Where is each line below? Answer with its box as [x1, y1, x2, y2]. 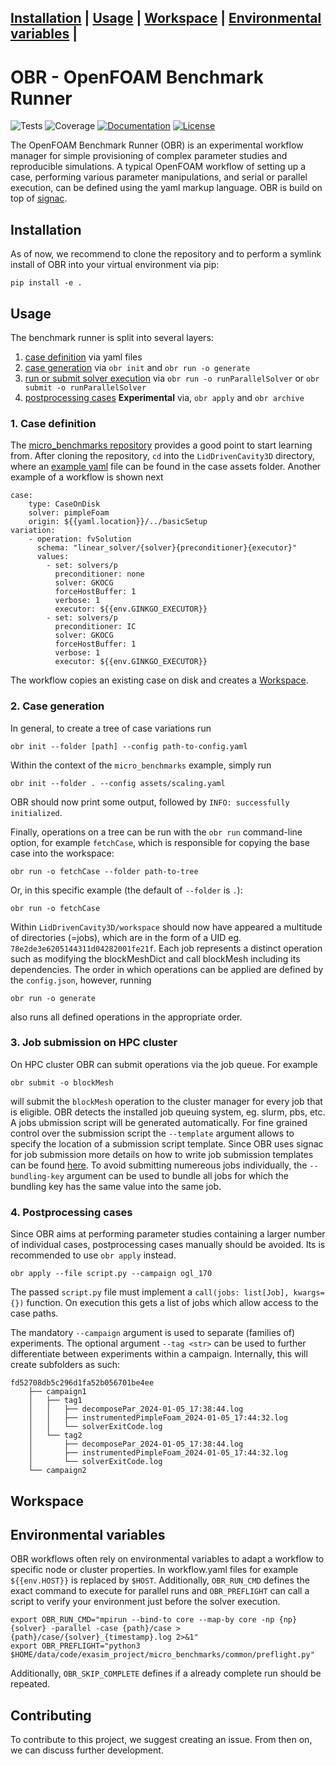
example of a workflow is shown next [10, 471, 164, 483]
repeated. [10, 1678, 51, 1690]
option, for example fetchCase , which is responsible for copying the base [10, 836, 310, 848]
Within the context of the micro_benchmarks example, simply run [10, 759, 272, 771]
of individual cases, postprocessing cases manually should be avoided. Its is [10, 1239, 326, 1251]
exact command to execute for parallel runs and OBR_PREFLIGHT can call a [10, 1585, 310, 1597]
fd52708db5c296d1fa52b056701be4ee [10, 1378, 155, 1388]
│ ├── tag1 [28, 1396, 83, 1406]
